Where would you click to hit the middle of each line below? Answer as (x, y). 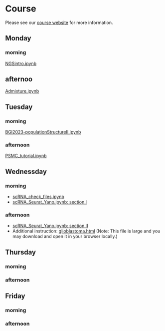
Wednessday (26, 171)
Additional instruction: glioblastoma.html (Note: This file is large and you (86, 231)
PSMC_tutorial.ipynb (26, 156)
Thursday (21, 252)
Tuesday (19, 107)
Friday (15, 296)
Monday (18, 38)
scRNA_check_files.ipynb (38, 197)
